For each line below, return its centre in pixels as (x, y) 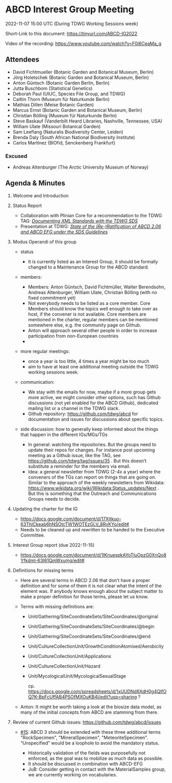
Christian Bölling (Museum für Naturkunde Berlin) (65, 115)
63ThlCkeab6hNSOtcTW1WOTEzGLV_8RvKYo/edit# (75, 524)
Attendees (22, 60)
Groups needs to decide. (54, 499)
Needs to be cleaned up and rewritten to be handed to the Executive (92, 529)
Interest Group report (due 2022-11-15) (53, 545)
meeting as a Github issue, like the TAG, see (74, 455)
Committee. (33, 535)
